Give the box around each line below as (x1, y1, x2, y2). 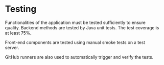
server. (5, 44, 20, 50)
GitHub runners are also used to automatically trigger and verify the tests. (5, 54, 154, 60)
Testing (5, 3, 37, 15)
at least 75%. (5, 30, 32, 36)
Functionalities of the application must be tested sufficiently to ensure (5, 20, 146, 25)
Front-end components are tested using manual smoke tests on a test (5, 39, 145, 45)
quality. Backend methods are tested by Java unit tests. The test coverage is (5, 24, 159, 30)
